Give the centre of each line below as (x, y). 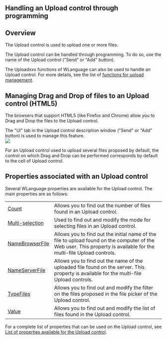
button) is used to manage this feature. (45, 136)
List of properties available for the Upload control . (56, 332)
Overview (21, 33)
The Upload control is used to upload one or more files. (62, 45)
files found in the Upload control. (92, 314)
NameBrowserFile (29, 243)
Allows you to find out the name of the (98, 261)
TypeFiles (19, 294)
